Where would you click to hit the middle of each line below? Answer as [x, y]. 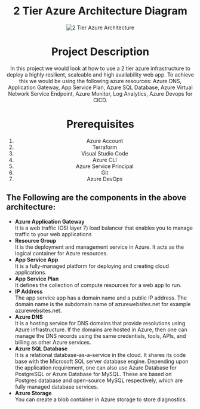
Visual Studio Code [105, 153]
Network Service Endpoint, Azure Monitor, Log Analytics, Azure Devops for [100, 93]
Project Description [100, 52]
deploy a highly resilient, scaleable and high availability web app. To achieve [100, 74]
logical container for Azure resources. [61, 253]
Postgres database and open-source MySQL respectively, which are [99, 380]
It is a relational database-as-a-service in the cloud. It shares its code [100, 355]
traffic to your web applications [53, 234]
